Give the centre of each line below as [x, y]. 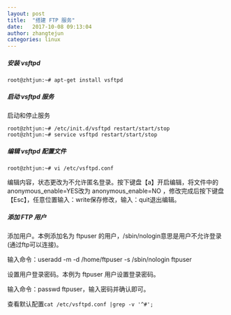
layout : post [26, 14]
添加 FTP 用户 [27, 217]
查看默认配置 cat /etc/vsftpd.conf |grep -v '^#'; [80, 304]
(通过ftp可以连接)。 [35, 244]
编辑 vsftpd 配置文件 [37, 151]
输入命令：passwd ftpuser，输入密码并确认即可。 [79, 289]
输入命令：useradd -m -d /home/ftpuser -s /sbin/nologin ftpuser [99, 259]
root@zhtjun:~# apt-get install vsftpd [65, 80]
